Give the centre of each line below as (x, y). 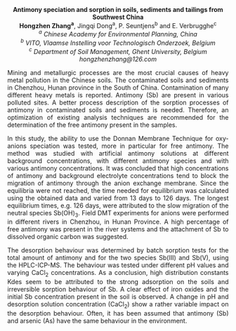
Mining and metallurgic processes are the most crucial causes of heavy (118, 72)
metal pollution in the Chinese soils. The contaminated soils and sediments (118, 80)
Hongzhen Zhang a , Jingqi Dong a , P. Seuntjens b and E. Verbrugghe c (118, 25)
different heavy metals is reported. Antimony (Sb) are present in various (118, 95)
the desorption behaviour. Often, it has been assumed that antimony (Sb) (118, 313)
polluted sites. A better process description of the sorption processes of (118, 102)
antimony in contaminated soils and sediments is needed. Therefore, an (118, 109)
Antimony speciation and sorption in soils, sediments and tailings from (118, 9)
